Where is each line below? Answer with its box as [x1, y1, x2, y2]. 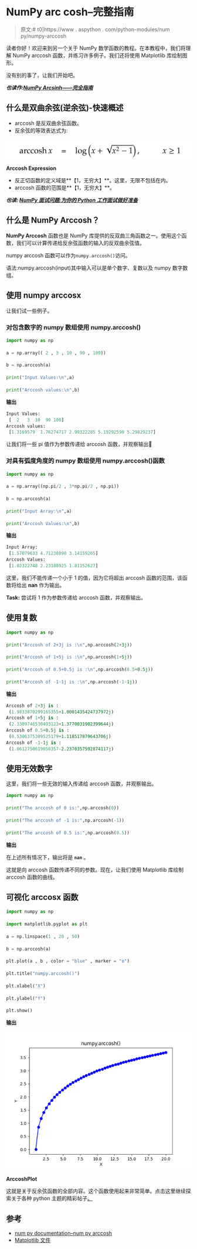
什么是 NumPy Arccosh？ [6, 215, 100, 226]
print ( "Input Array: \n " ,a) [6, 508, 72, 514]
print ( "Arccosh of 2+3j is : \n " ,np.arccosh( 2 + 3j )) [6, 642, 133, 648]
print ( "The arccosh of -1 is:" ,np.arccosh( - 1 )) [6, 817, 125, 823]
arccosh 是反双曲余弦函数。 [14, 120, 82, 127]
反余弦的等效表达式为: [14, 127, 68, 134]
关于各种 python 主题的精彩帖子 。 [11, 1195, 93, 1202]
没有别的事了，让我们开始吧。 [6, 72, 78, 79]
